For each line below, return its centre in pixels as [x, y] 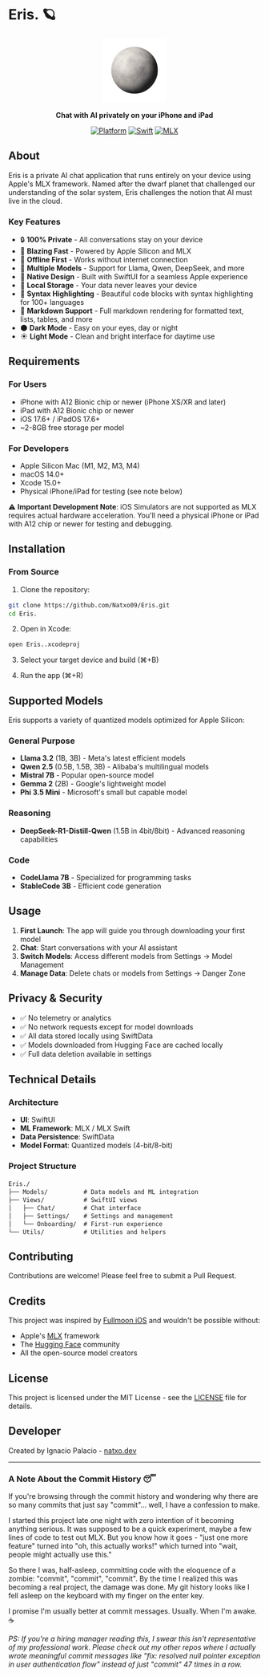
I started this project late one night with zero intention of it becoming [121, 1521]
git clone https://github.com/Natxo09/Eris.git [89, 605]
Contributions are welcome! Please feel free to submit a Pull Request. [122, 1276]
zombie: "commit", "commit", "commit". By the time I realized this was [123, 1579]
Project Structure [42, 1166]
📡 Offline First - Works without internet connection [104, 260]
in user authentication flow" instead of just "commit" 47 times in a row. [125, 1664]
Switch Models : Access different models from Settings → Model [126, 956]
